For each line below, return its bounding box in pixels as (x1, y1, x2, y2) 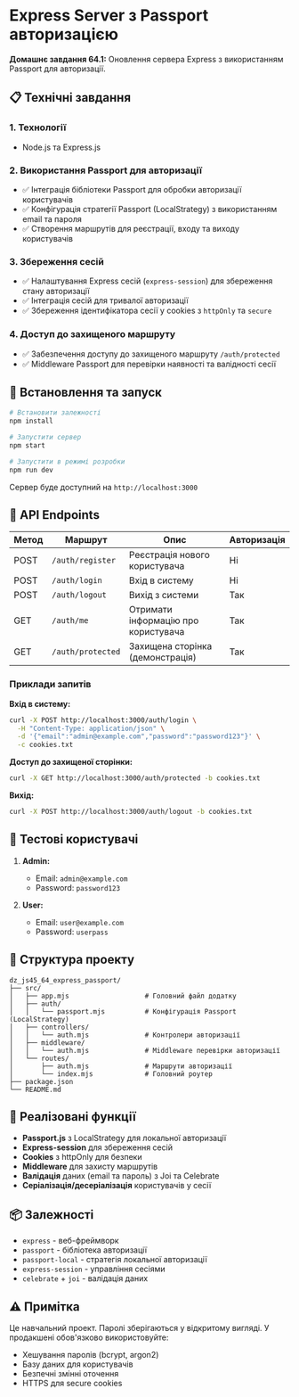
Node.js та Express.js (21, 142, 101, 152)
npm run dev (9, 465, 53, 474)
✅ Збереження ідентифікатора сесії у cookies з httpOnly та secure (21, 305, 272, 316)
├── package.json (9, 1077, 74, 1086)
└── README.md (9, 1085, 62, 1094)
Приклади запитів (9, 678, 92, 691)
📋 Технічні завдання (9, 90, 132, 105)
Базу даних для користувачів (21, 1359, 133, 1369)
